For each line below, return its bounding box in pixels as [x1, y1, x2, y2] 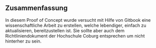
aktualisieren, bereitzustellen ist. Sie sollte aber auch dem [5, 27, 125, 34]
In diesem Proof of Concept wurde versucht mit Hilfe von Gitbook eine [5, 17, 151, 23]
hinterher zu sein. [5, 38, 42, 44]
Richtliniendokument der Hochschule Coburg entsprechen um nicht [5, 33, 145, 39]
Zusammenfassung [5, 4, 68, 12]
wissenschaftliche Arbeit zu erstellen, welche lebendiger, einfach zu [5, 22, 147, 28]
